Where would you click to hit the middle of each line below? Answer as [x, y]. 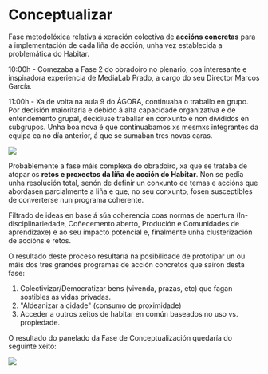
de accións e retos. [40, 240]
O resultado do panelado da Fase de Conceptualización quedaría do [120, 337]
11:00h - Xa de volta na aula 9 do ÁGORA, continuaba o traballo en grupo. [128, 101]
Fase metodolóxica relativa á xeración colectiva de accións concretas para [132, 37]
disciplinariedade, [37, 223]
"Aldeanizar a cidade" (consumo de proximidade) [100, 305]
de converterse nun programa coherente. [76, 199]
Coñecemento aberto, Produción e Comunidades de [154, 223]
